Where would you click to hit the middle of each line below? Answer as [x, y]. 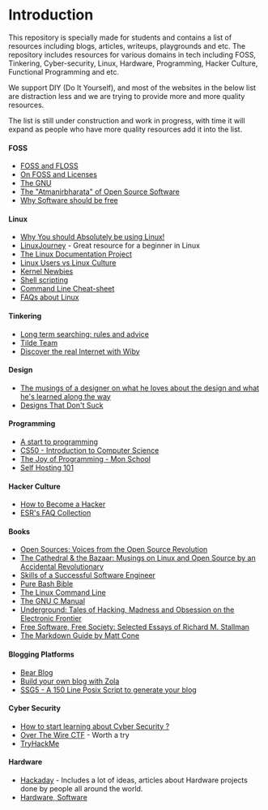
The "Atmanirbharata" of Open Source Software [100, 192]
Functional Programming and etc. [64, 71]
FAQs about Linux [49, 297]
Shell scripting [44, 280]
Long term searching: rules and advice [85, 334]
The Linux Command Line [63, 592]
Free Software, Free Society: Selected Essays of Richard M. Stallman [134, 627]
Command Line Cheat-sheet [67, 289]
